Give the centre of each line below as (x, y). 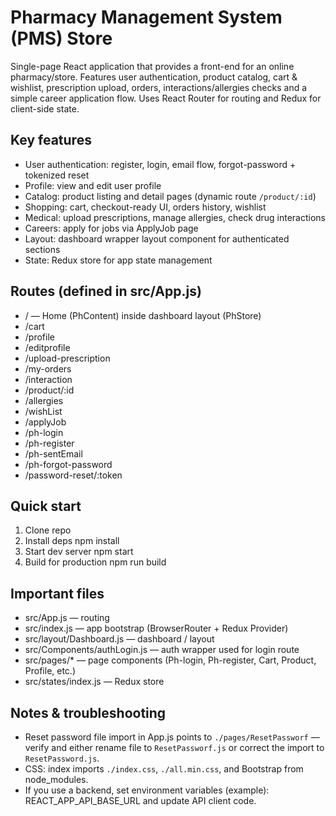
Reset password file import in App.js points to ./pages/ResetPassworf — (172, 737)
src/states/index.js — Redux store (94, 682)
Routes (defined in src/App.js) (106, 291)
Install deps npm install (72, 541)
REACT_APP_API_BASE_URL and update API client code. (140, 800)
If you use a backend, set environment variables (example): (147, 790)
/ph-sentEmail (53, 453)
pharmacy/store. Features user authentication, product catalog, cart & (154, 77)
